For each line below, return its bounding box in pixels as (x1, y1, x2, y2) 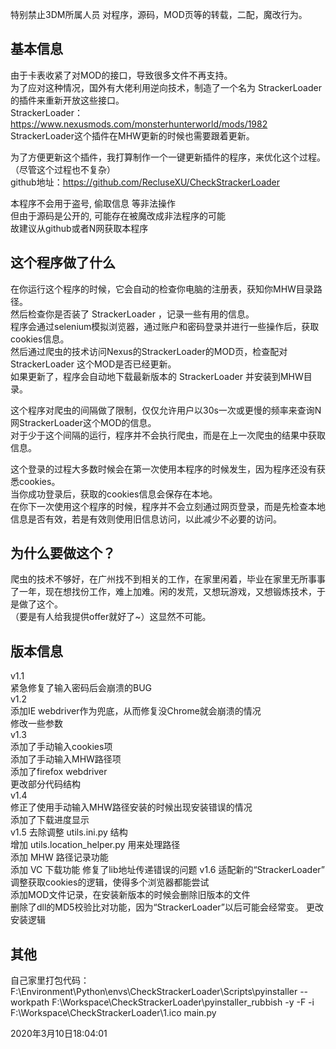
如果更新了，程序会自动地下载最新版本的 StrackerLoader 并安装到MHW (10, 370, 304, 382)
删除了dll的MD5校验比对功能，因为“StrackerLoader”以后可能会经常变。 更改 (10, 901, 324, 913)
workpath (10, 996, 50, 1008)
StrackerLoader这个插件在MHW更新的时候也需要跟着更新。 (10, 129, 255, 142)
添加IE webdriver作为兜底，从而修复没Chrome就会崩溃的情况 (10, 705, 262, 717)
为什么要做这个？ (10, 545, 116, 562)
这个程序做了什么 (10, 254, 116, 272)
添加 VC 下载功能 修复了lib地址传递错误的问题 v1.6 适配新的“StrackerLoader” (10, 864, 325, 876)
